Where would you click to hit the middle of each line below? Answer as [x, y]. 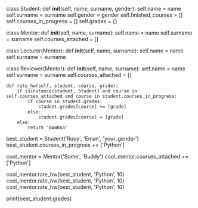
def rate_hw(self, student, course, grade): [62, 86]
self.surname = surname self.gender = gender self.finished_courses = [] [95, 15]
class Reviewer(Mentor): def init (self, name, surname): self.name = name [96, 69]
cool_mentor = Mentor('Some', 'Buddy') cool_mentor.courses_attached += [98, 156]
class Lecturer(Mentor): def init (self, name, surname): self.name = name [95, 51]
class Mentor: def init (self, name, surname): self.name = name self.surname [99, 33]
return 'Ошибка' [48, 128]
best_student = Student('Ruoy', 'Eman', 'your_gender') [72, 139]
